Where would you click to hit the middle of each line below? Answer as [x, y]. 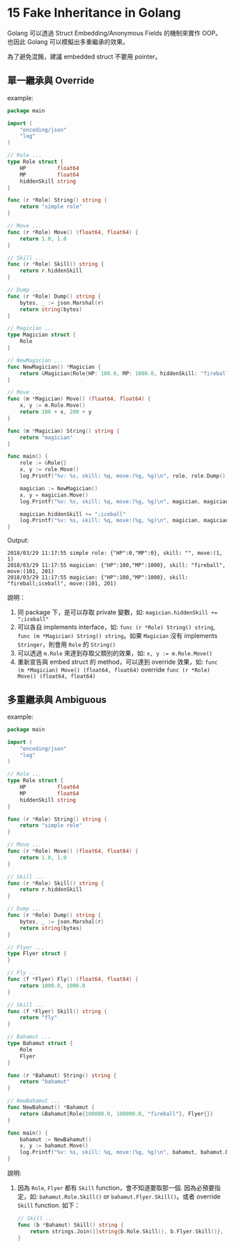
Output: [18, 540]
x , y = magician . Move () [54, 495]
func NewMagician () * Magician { [54, 367]
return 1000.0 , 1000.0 [53, 986]
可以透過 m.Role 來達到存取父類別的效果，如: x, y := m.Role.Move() [115, 653]
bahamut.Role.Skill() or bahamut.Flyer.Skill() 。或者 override [130, 1196]
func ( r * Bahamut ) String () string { [62, 1075]
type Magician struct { [42, 335]
